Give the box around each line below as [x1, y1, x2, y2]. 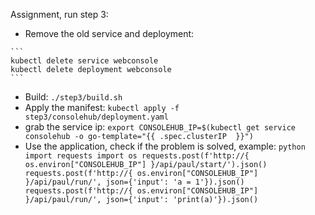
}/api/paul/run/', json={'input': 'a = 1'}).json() [24, 177, 245, 187]
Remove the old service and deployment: [24, 28, 195, 39]
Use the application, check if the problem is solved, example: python [24, 140, 306, 152]
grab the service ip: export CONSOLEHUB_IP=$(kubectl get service [24, 121, 296, 133]
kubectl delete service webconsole [10, 56, 159, 66]
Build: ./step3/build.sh [24, 91, 123, 103]
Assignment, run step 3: [10, 9, 109, 20]
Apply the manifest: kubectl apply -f [24, 102, 180, 113]
